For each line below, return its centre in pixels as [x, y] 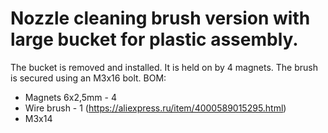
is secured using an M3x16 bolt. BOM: [88, 78]
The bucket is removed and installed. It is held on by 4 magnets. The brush [164, 67]
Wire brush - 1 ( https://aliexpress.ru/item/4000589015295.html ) [155, 108]
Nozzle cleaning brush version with [160, 18]
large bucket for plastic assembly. [154, 39]
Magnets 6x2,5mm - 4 [70, 97]
